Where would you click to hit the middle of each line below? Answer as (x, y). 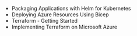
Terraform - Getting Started (44, 21)
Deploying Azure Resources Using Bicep (60, 15)
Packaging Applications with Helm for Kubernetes (71, 8)
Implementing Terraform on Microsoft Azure (64, 27)
